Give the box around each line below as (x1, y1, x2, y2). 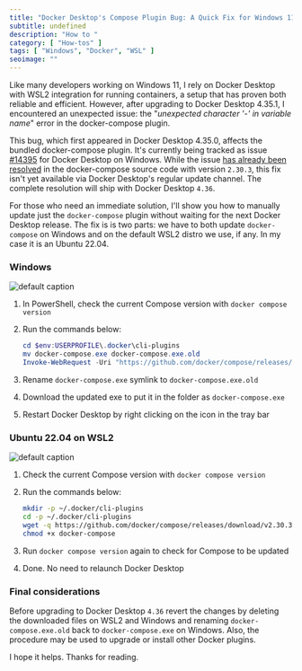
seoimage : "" (9, 55, 58, 64)
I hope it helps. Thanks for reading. (9, 652, 139, 663)
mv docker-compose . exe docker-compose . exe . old (22, 349, 200, 359)
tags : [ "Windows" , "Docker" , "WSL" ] (9, 47, 155, 56)
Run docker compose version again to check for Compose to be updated (22, 545, 289, 556)
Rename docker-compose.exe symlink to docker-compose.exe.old (22, 374, 259, 384)
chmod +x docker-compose (22, 529, 116, 538)
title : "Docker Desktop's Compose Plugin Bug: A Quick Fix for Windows (9, 13, 283, 22)
